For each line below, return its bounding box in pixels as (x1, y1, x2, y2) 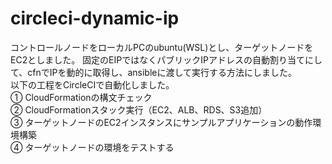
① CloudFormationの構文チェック (10, 91, 153, 103)
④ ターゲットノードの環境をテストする (10, 141, 175, 153)
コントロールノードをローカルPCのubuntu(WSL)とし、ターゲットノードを (10, 41, 314, 53)
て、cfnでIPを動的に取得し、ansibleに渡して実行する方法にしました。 (10, 66, 298, 78)
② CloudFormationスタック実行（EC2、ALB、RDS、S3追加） (10, 103, 268, 116)
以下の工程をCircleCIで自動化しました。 (10, 78, 175, 91)
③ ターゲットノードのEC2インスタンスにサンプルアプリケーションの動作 (10, 116, 313, 128)
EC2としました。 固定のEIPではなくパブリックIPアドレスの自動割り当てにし (10, 53, 323, 66)
